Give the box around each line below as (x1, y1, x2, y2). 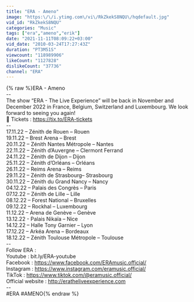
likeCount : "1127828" (6, 57, 59, 63)
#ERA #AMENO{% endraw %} (6, 290, 79, 297)
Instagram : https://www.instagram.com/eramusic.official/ (6, 265, 146, 273)
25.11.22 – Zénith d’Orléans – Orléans (6, 160, 95, 167)
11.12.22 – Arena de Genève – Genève (6, 209, 96, 216)
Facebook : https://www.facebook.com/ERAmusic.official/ (6, 259, 147, 266)
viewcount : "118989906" (6, 52, 65, 58)
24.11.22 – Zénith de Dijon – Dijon (6, 153, 86, 160)
